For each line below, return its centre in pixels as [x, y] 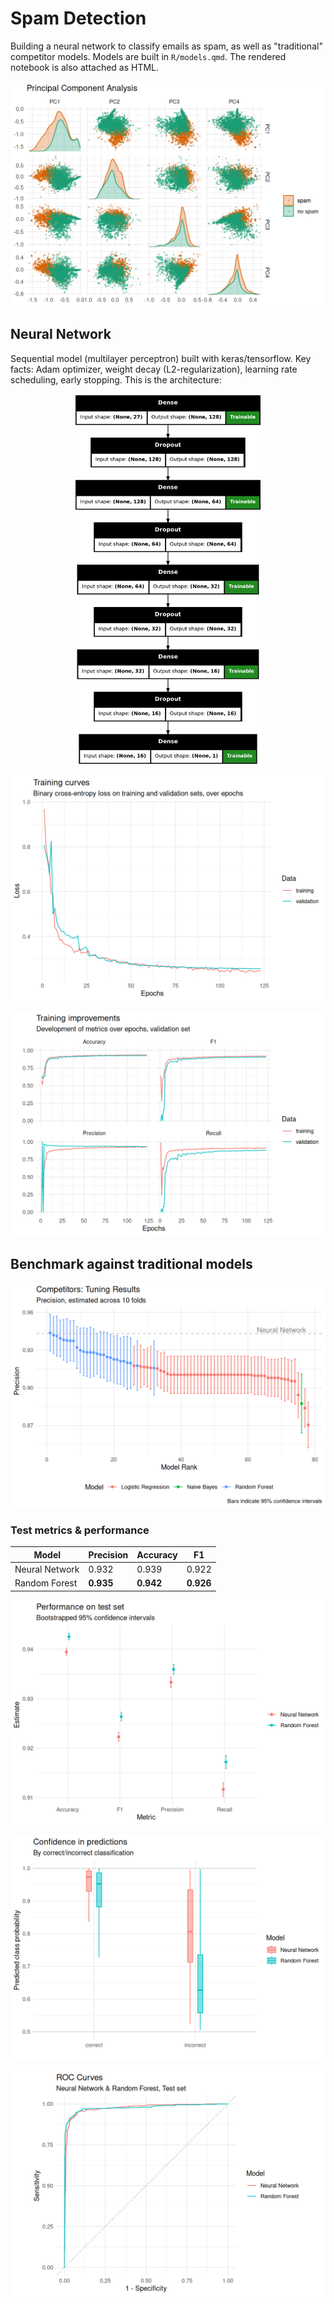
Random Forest [46, 1583]
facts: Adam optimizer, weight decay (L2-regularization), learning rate [154, 369]
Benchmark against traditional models [131, 1263]
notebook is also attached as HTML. [85, 67]
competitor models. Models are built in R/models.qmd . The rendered [148, 56]
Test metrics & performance [80, 1530]
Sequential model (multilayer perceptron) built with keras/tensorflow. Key [161, 358]
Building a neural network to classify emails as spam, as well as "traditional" [166, 46]
